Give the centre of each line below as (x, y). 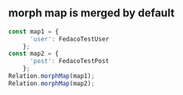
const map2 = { (34, 54)
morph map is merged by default (91, 13)
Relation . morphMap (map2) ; (51, 83)
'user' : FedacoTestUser (69, 39)
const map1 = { (34, 31)
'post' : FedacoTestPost (69, 61)
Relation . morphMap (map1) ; (51, 76)
